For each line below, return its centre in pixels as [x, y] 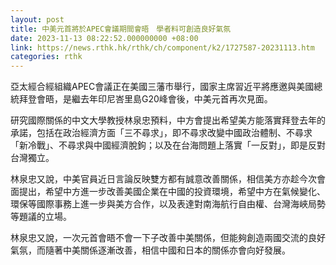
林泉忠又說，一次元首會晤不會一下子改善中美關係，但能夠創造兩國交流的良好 [168, 238]
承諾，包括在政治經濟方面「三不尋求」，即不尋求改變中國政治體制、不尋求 [161, 133]
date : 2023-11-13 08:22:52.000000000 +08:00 [104, 38]
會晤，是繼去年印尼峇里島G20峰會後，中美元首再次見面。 [154, 99]
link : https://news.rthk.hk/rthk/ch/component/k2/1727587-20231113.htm [162, 47]
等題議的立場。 [41, 217]
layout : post [37, 19]
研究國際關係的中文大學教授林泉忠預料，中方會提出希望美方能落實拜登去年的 [168, 120]
